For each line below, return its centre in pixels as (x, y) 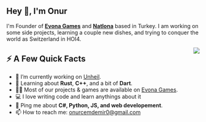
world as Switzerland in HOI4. (44, 39)
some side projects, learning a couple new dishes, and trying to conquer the (103, 32)
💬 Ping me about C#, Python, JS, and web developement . (89, 105)
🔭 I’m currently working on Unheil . (58, 76)
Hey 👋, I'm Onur (37, 11)
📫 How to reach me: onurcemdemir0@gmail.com (78, 112)
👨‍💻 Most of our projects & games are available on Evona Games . (97, 90)
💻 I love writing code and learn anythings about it (78, 96)
